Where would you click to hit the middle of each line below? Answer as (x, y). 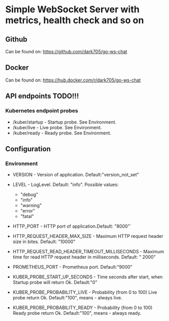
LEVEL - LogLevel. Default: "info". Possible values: (66, 185)
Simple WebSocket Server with (73, 9)
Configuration (28, 149)
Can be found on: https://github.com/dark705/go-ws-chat (66, 52)
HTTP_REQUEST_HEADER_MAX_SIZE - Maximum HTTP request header (88, 236)
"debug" (29, 195)
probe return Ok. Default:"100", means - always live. (67, 298)
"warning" (31, 206)
